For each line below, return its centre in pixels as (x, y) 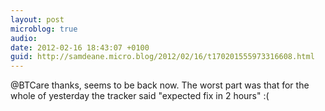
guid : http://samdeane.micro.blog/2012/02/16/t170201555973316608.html (162, 57)
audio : (24, 38)
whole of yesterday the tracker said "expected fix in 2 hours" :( (140, 96)
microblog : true (44, 29)
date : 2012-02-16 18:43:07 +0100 (80, 47)
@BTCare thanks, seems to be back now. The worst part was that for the (160, 85)
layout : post (37, 19)
